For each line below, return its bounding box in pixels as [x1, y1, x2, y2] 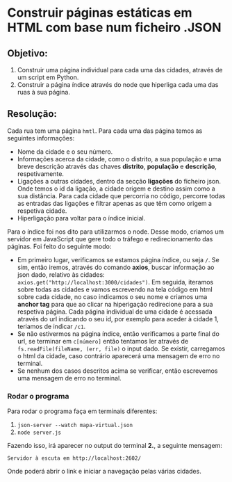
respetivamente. [17, 169, 65, 178]
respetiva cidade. [17, 207, 67, 215]
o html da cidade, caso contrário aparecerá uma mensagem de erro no [17, 351, 220, 360]
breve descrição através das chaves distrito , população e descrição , [17, 162, 217, 170]
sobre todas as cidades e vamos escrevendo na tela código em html [17, 285, 213, 294]
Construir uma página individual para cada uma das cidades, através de [17, 66, 223, 74]
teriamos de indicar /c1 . [17, 322, 86, 330]
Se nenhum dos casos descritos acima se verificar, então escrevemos [17, 367, 218, 375]
